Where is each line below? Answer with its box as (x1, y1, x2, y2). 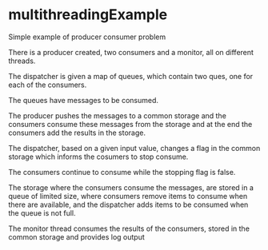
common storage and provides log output (8, 232, 146, 241)
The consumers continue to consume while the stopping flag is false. (8, 167, 236, 177)
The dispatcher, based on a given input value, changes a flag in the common (8, 143, 261, 153)
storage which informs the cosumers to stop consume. (8, 152, 189, 161)
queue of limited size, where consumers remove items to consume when (8, 191, 248, 200)
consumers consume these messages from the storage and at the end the (8, 119, 253, 129)
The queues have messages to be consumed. (8, 95, 158, 105)
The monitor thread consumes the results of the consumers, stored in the (8, 224, 250, 233)
